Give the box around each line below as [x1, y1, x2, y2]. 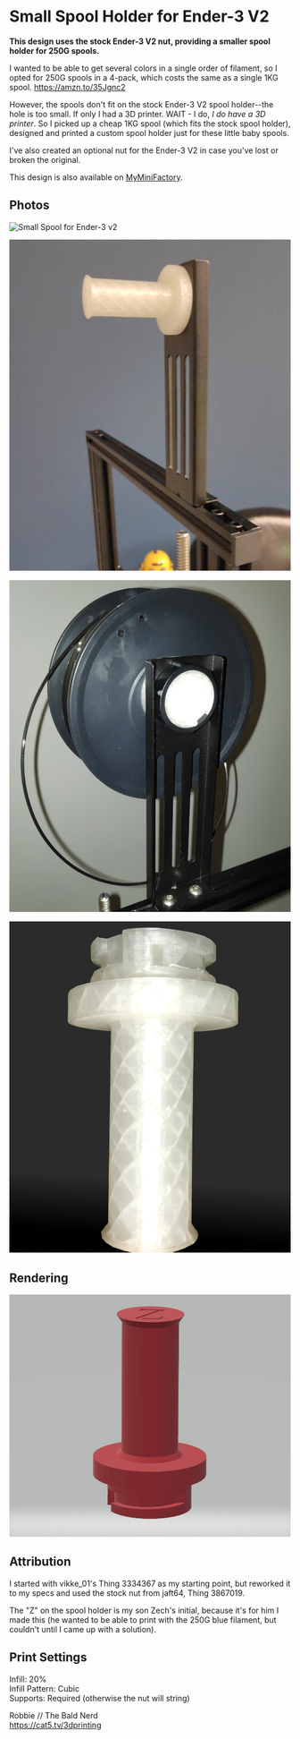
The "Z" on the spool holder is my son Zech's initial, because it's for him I [9, 1605, 279, 1615]
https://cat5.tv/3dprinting [9, 1719, 102, 1730]
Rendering [9, 1270, 69, 1285]
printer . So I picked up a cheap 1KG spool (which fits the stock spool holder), [9, 118, 291, 129]
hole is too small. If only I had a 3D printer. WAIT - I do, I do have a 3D [9, 108, 266, 119]
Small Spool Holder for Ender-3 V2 [9, 6, 270, 27]
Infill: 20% [9, 1674, 47, 1684]
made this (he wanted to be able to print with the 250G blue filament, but [9, 1614, 277, 1625]
